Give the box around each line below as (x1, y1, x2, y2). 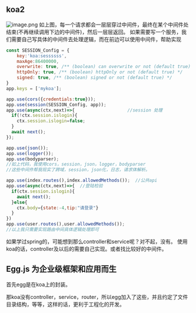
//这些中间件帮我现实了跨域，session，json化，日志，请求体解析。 (6, 167, 150, 173)
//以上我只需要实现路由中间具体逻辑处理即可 (6, 227, 99, 233)
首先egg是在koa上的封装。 (6, 281, 71, 288)
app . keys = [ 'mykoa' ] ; (6, 85, 62, 92)
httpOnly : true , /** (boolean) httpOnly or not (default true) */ (16, 69, 183, 75)
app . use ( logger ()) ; (6, 150, 54, 156)
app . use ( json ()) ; (6, 145, 49, 151)
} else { (11, 199, 28, 205)
